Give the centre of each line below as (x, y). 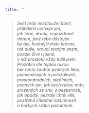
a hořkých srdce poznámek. (45, 105)
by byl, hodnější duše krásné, (46, 43)
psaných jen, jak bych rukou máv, (51, 85)
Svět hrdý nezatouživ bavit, (44, 23)
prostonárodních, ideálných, (45, 80)
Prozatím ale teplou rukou (43, 64)
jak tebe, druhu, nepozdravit (45, 33)
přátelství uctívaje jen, (39, 28)
